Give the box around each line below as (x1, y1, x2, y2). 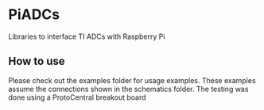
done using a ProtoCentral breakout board (8, 93, 146, 102)
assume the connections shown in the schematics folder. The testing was (8, 84, 249, 93)
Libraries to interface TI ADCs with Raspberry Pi (8, 32, 165, 41)
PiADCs (8, 6, 60, 24)
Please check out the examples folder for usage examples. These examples (8, 75, 256, 85)
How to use (8, 55, 65, 68)
